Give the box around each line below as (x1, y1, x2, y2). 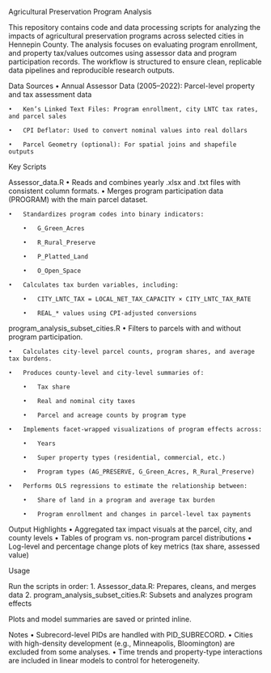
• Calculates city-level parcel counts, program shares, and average (8, 347, 255, 355)
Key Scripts (8, 162, 47, 171)
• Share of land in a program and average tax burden (23, 496, 216, 504)
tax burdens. (8, 355, 53, 363)
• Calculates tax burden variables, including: (8, 281, 180, 289)
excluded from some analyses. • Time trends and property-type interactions (8, 647, 263, 657)
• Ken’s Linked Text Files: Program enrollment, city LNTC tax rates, (8, 105, 259, 113)
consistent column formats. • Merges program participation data (8, 186, 224, 196)
